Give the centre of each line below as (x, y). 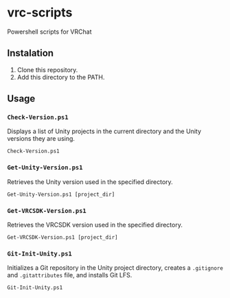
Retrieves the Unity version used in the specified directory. (90, 182)
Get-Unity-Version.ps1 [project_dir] (61, 194)
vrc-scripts (40, 13)
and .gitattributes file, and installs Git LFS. (70, 275)
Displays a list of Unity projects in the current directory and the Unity (104, 131)
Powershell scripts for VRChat (49, 32)
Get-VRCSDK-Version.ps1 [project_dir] (62, 238)
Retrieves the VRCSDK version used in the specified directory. (95, 225)
